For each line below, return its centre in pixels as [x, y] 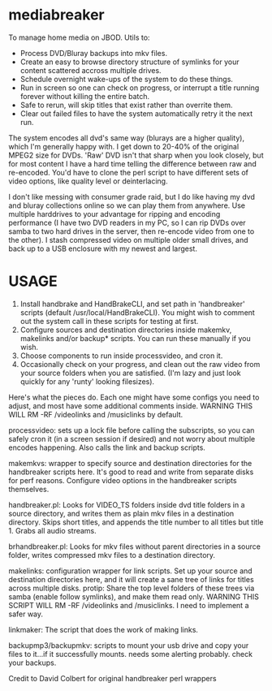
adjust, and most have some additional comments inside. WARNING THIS [131, 406]
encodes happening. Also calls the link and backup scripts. [107, 447]
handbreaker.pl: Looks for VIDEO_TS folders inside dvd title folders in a [127, 504]
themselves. [29, 489]
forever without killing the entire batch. [85, 96]
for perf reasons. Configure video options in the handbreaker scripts [123, 480]
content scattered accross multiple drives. [91, 70]
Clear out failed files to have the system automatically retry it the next [136, 113]
